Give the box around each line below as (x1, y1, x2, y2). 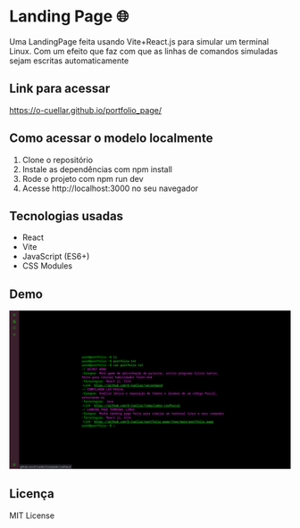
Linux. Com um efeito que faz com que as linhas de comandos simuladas (9, 45, 279, 56)
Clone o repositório (21, 154, 94, 165)
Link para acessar (9, 81, 111, 96)
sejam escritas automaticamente (9, 55, 129, 66)
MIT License (9, 510, 55, 521)
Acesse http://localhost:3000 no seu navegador (21, 183, 199, 194)
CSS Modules (21, 260, 73, 271)
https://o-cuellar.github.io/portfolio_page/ (9, 104, 162, 115)
